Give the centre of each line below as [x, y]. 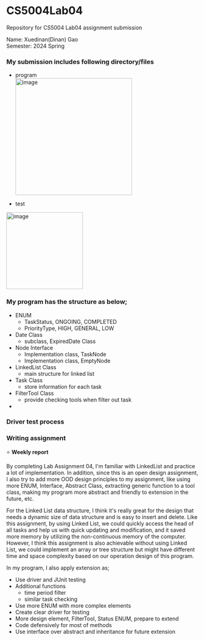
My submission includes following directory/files [80, 62]
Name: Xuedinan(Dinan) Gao [42, 39]
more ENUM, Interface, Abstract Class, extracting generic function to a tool [100, 485]
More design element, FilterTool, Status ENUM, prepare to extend [97, 619]
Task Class [29, 380]
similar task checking [51, 599]
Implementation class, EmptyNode [67, 361]
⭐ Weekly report [27, 452]
